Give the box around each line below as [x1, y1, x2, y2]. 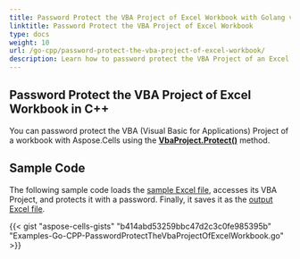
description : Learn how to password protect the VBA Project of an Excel [9, 54, 290, 63]
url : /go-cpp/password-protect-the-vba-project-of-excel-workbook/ [9, 46, 266, 55]
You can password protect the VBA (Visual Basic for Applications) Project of [9, 125, 289, 136]
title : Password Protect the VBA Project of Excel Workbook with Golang [9, 13, 286, 22]
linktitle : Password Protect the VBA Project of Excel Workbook [9, 21, 254, 30]
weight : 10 [9, 38, 50, 47]
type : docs [9, 29, 50, 38]
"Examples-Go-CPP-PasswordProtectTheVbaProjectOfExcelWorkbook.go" [9, 230, 284, 241]
